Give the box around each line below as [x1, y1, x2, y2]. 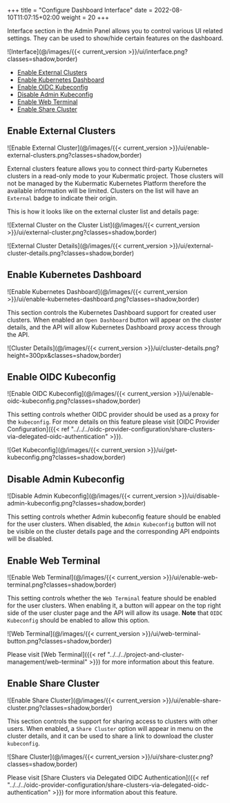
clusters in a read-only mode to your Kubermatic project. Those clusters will [7, 171, 224, 180]
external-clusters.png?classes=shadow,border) [7, 150, 142, 159]
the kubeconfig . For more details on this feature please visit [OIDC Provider [7, 417, 220, 426]
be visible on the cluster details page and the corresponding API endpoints [7, 527, 220, 536]
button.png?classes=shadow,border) [7, 637, 112, 646]
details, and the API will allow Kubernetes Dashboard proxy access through [7, 322, 221, 331]
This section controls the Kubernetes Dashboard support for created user [7, 308, 216, 316]
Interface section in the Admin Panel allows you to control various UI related [7, 27, 223, 35]
